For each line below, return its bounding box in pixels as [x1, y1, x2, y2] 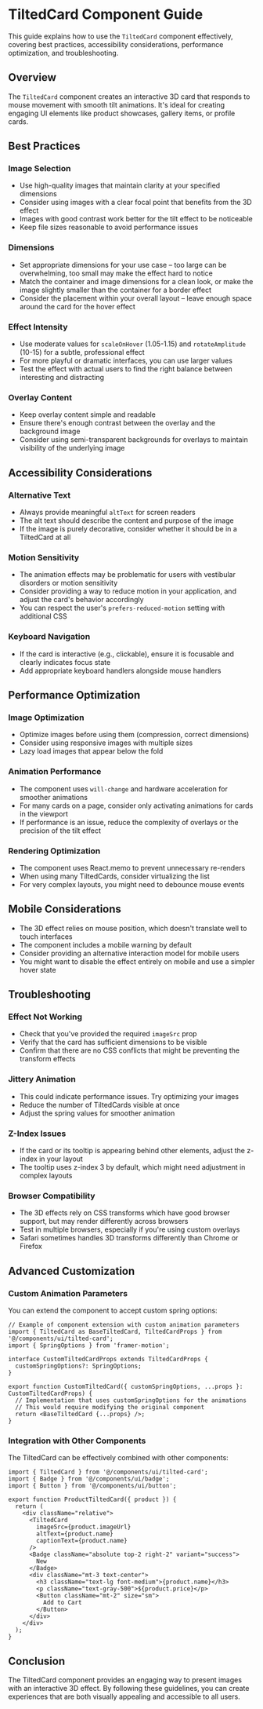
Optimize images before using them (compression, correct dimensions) [19, 730, 250, 739]
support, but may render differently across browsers [19, 1217, 189, 1226]
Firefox [19, 1242, 43, 1251]
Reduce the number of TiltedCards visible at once [19, 1100, 180, 1109]
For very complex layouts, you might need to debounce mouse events [19, 879, 245, 889]
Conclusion [8, 1654, 66, 1667]
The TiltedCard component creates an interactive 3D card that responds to [8, 92, 250, 101]
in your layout [38, 1154, 84, 1163]
